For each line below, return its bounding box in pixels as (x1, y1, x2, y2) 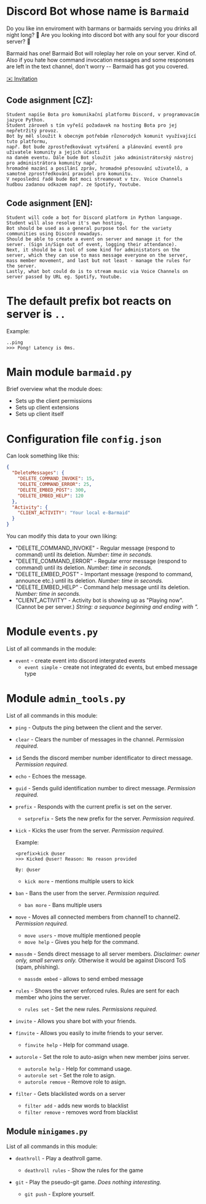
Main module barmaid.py (6, 365, 132, 379)
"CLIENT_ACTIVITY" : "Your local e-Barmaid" (17, 510, 131, 516)
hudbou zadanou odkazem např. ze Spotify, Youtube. (6, 181, 141, 188)
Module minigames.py (6, 1127, 88, 1137)
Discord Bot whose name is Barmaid (6, 4, 189, 18)
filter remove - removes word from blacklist (24, 1108, 138, 1115)
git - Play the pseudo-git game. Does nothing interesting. (15, 1178, 162, 1186)
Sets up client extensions (15, 404, 79, 411)
